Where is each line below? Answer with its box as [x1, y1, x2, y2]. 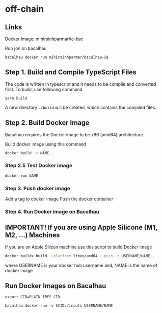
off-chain [5, 3, 44, 15]
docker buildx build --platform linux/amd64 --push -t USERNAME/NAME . [5, 253, 155, 258]
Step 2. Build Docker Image [5, 119, 90, 127]
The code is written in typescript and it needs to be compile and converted [5, 81, 156, 87]
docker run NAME [5, 173, 38, 178]
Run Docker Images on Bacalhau [5, 282, 107, 290]
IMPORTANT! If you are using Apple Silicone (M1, [5, 223, 158, 232]
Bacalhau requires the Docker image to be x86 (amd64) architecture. [5, 131, 145, 138]
